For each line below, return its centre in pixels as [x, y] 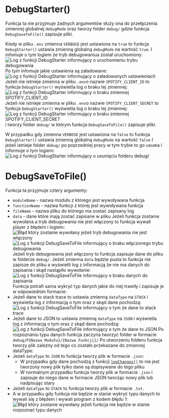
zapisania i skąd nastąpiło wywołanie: [51, 270]
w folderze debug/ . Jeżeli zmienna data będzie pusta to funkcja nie [82, 259]
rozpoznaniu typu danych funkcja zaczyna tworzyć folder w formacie [84, 335]
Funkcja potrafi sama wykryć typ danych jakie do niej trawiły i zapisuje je [88, 286]
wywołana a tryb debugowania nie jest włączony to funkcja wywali [82, 222]
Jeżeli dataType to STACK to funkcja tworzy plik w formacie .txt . [78, 388]
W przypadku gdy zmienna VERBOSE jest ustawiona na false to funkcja [78, 134]
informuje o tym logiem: [30, 150]
